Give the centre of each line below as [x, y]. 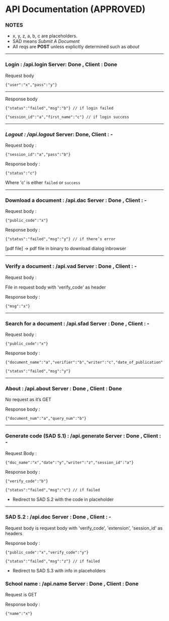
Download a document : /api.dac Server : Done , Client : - [76, 200]
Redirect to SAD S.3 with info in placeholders [59, 571]
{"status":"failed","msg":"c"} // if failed [53, 490]
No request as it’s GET [28, 400]
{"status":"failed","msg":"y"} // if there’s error [60, 239]
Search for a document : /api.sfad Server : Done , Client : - [77, 323]
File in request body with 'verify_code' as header [56, 287]
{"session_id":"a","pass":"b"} [38, 155]
